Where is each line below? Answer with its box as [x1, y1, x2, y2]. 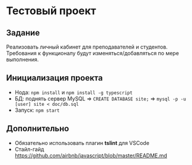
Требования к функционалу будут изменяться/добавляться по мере [6, 50, 180, 57]
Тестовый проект [6, 4, 97, 18]
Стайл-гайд [14, 145, 44, 153]
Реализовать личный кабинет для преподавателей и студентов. [6, 43, 168, 50]
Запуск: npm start [14, 106, 60, 114]
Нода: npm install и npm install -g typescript [14, 89, 133, 96]
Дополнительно [6, 124, 69, 134]
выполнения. [6, 56, 39, 63]
